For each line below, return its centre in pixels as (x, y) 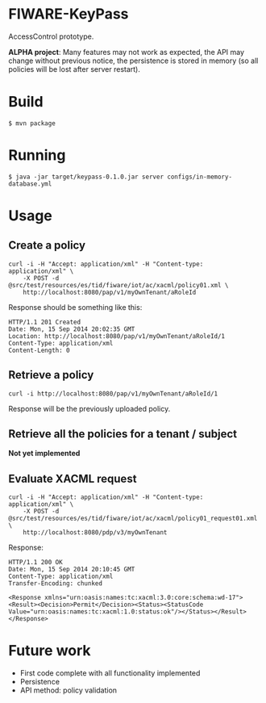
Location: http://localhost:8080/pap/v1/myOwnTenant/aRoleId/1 (117, 336)
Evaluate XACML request (73, 478)
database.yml (30, 184)
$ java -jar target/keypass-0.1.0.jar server (86, 177)
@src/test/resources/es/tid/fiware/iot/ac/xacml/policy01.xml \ (118, 285)
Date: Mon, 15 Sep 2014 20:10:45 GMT (72, 570)
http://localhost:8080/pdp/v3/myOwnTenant (95, 533)
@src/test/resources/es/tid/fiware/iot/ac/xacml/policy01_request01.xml (133, 519)
